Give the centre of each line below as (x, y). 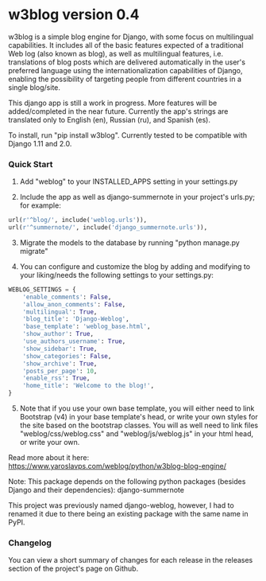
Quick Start (31, 164)
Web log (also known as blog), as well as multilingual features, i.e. (116, 53)
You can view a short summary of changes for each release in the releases (131, 560)
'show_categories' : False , (67, 356)
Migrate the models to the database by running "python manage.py (129, 242)
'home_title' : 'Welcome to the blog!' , (89, 386)
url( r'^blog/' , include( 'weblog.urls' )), (78, 220)
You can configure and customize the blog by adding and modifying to (135, 266)
